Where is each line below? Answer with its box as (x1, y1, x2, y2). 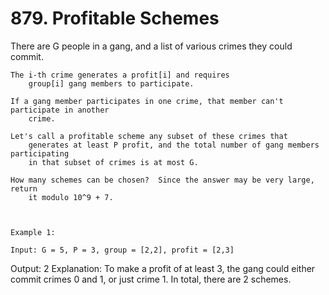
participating (10, 148, 70, 159)
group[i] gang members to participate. (28, 78, 195, 89)
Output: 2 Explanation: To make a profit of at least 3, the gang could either (10, 262, 316, 274)
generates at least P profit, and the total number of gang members (28, 140, 320, 150)
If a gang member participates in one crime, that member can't (10, 96, 284, 106)
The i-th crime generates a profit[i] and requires (10, 70, 230, 80)
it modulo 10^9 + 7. (28, 192, 114, 202)
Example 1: (10, 227, 56, 237)
